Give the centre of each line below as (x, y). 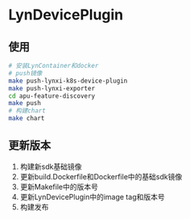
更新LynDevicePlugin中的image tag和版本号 (92, 196)
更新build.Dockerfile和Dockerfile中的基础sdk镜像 (101, 176)
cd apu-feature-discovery (52, 96)
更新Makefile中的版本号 (59, 187)
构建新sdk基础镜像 (51, 166)
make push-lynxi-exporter (52, 88)
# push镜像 (25, 73)
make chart (27, 119)
